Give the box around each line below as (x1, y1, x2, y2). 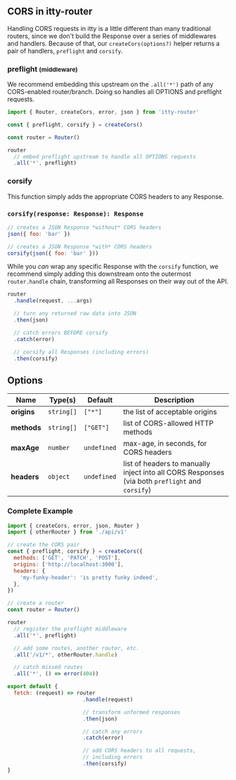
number (48, 444, 70, 452)
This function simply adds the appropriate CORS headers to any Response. (7, 192, 225, 201)
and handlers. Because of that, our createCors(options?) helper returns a (7, 39, 220, 48)
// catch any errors (82, 728, 143, 735)
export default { (7, 683, 58, 690)
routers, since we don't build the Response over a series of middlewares (7, 32, 216, 40)
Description (154, 395, 195, 405)
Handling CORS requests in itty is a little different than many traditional (7, 24, 211, 32)
